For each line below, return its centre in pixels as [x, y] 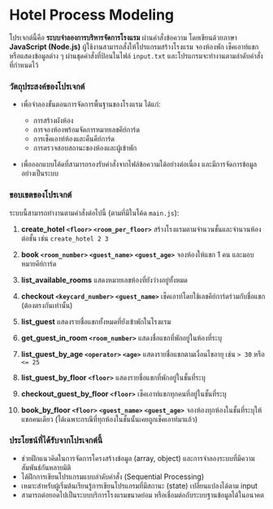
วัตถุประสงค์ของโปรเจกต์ [47, 86]
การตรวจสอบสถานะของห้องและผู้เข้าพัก [85, 148]
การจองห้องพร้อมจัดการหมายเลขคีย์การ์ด [87, 130]
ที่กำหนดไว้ [24, 65]
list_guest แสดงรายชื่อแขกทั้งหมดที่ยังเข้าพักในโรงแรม [96, 321]
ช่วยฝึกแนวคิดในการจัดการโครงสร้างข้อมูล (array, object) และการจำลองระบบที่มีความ [138, 458]
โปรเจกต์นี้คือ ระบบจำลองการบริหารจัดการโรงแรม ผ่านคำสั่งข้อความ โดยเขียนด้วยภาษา [123, 37]
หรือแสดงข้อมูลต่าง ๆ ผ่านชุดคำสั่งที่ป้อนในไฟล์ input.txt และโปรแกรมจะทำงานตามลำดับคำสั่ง [136, 55]
